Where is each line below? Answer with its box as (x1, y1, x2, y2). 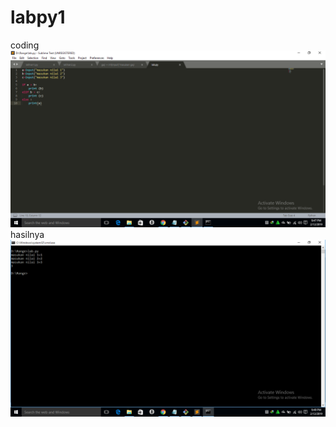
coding (10, 39, 40, 51)
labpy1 (10, 6, 66, 29)
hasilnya (10, 228, 45, 240)
